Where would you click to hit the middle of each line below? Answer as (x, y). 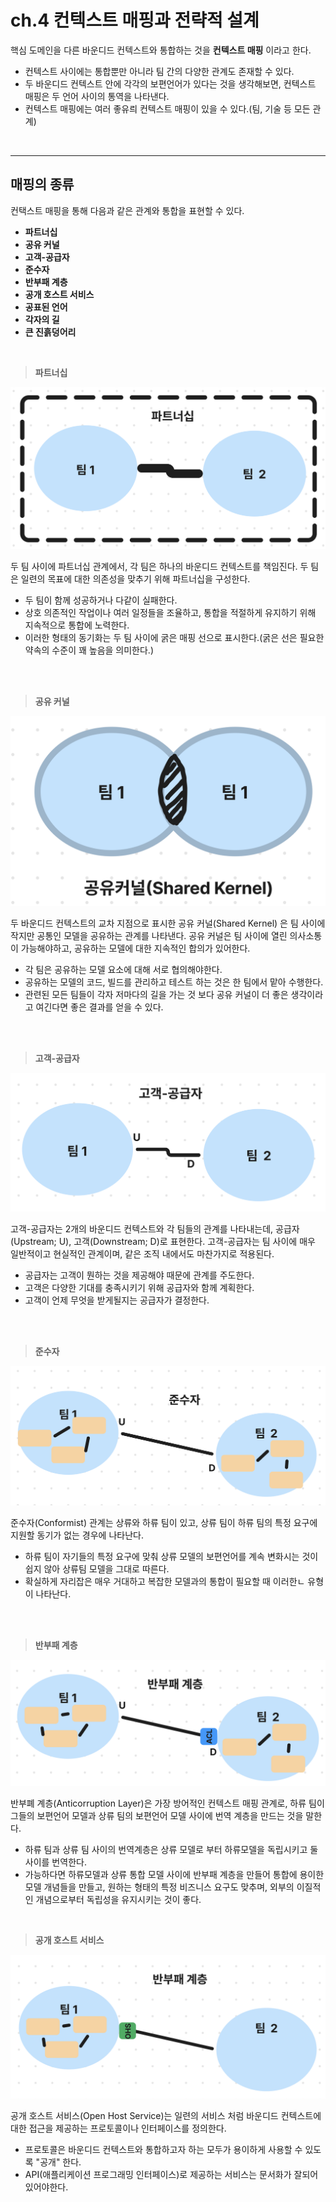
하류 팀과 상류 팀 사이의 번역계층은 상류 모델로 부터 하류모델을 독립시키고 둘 (171, 1850)
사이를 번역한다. (55, 1862)
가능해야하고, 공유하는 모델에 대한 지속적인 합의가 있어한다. (135, 948)
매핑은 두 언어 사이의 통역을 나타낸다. (97, 96)
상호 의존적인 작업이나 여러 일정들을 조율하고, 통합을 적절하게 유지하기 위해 (170, 613)
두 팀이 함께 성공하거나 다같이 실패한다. (101, 600)
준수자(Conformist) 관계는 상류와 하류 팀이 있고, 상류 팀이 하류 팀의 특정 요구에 (164, 1523)
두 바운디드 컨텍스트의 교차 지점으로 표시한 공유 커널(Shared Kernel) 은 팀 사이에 (168, 923)
